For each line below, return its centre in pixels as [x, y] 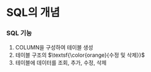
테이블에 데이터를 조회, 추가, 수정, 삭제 [61, 63]
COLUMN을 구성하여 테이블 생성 [54, 48]
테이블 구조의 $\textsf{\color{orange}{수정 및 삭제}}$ [80, 55]
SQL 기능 [19, 33]
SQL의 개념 [33, 13]
